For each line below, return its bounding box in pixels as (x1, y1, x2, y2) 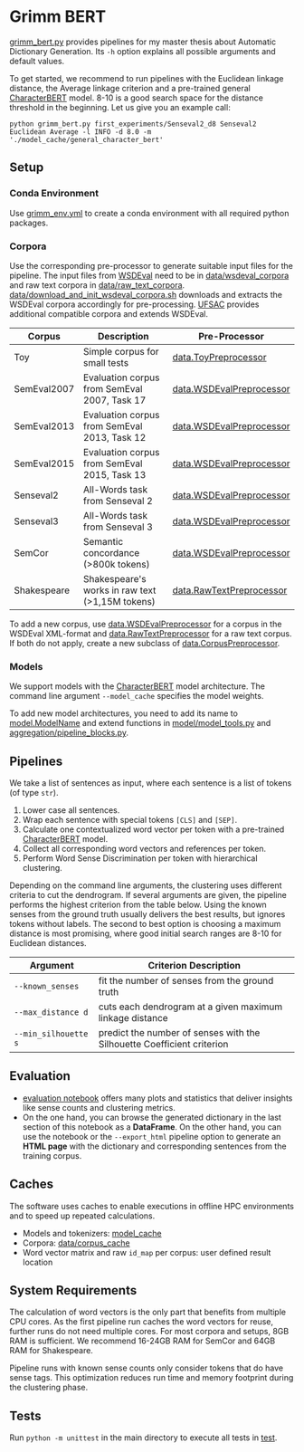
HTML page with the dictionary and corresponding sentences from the (22, 1141, 287, 1151)
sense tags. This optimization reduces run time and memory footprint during (9, 1372, 294, 1383)
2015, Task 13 (82, 468, 147, 481)
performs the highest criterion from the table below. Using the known (9, 899, 267, 911)
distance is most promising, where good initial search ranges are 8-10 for (9, 928, 282, 939)
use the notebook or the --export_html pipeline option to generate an (22, 1131, 281, 1142)
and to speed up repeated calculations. (9, 1210, 156, 1221)
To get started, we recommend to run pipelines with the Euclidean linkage (9, 72, 284, 83)
